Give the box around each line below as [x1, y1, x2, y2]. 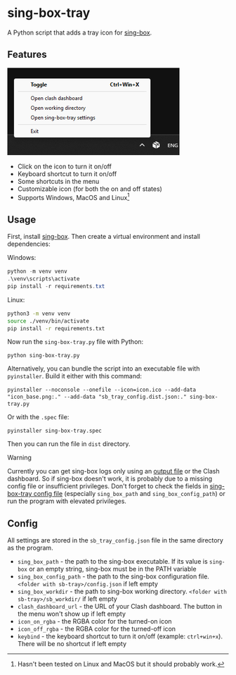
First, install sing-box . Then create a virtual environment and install [7, 233, 200, 241]
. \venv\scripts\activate [7, 275, 80, 283]
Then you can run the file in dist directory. [7, 440, 131, 448]
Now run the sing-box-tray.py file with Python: [7, 337, 144, 346]
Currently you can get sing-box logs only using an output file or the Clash [7, 467, 220, 476]
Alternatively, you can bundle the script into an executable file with [7, 364, 200, 373]
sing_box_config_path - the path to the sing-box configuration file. [17, 572, 209, 581]
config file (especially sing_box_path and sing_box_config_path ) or [33, 490, 226, 498]
